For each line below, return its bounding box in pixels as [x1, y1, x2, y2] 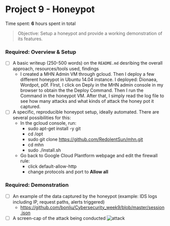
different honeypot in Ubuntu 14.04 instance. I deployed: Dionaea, [20, 76, 158, 82]
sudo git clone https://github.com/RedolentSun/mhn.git [27, 136, 143, 143]
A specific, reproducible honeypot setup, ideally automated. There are [12, 109, 159, 115]
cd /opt [27, 131, 43, 137]
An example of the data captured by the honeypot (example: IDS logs [12, 193, 157, 199]
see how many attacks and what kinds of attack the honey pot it [20, 98, 154, 104]
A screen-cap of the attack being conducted [12, 215, 106, 221]
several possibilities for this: [12, 115, 71, 121]
